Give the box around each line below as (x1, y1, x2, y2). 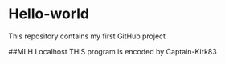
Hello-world (8, 5, 90, 23)
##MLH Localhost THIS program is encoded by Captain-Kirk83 (8, 46, 217, 56)
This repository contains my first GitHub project (8, 31, 166, 41)
